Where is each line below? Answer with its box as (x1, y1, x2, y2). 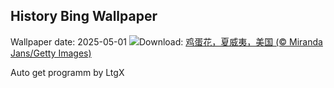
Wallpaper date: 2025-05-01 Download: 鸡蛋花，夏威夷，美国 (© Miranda (10, 35, 323, 48)
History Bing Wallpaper (10, 8, 158, 25)
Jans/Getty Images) (10, 47, 92, 59)
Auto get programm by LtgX (10, 66, 125, 78)
